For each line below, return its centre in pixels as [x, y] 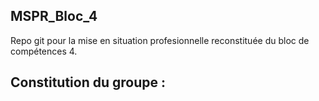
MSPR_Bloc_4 [54, 16]
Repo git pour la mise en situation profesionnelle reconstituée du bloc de [160, 40]
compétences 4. [44, 51]
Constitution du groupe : [88, 82]
